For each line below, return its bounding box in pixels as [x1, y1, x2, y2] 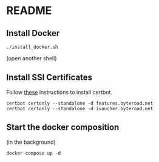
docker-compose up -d [6, 150, 61, 156]
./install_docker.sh [6, 44, 59, 50]
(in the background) [6, 138, 56, 146]
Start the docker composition [6, 122, 120, 133]
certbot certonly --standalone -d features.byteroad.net [6, 100, 154, 107]
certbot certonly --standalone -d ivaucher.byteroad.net [6, 105, 154, 111]
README [6, 4, 52, 18]
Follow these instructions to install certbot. [6, 88, 112, 96]
